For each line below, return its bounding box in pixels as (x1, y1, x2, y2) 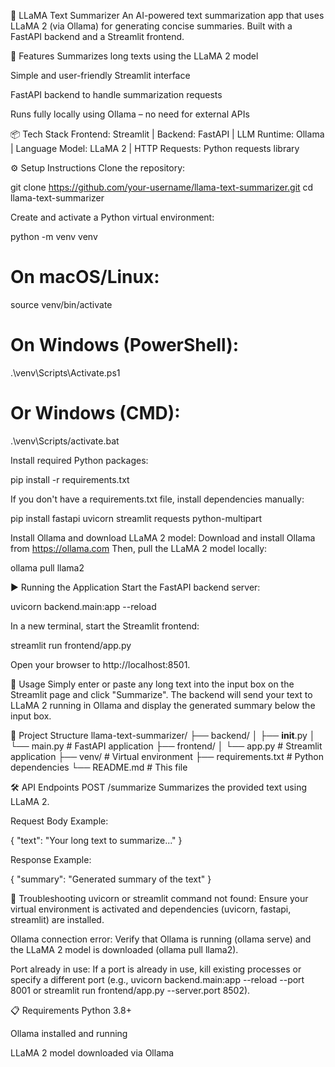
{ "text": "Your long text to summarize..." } (10, 834, 183, 846)
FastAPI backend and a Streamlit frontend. (10, 31, 185, 42)
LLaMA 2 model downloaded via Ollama (10, 1046, 175, 1059)
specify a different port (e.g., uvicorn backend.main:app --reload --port (10, 973, 305, 985)
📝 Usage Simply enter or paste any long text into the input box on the (10, 678, 295, 690)
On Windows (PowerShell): (10, 334, 240, 357)
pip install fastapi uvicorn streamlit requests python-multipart (10, 512, 263, 524)
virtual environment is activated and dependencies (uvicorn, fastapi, (10, 903, 292, 915)
